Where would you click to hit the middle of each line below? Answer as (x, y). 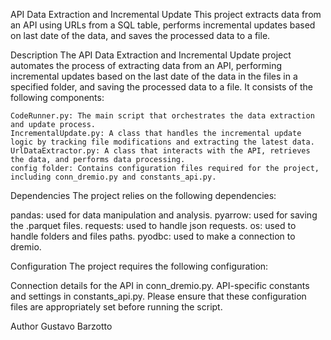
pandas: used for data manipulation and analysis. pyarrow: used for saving (164, 215)
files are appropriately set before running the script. (116, 307)
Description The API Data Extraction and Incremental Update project (151, 55)
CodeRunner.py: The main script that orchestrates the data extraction (162, 116)
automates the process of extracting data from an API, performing (146, 65)
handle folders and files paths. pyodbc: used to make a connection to (153, 236)
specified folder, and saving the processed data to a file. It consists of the (161, 87)
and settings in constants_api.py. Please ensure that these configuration (158, 296)
